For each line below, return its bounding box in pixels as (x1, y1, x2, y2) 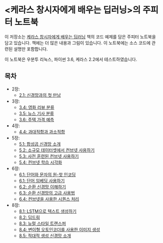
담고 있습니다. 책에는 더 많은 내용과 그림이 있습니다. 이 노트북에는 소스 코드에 (4, 40, 151, 45)
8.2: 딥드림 (19, 214, 40, 220)
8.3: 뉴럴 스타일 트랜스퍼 (19, 221, 67, 226)
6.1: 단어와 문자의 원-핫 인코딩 (19, 172, 76, 177)
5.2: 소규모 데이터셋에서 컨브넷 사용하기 (19, 147, 95, 153)
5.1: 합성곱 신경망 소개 (19, 141, 61, 147)
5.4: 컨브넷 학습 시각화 (19, 159, 62, 165)
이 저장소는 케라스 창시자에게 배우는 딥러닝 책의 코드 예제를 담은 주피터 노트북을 (4, 34, 156, 40)
